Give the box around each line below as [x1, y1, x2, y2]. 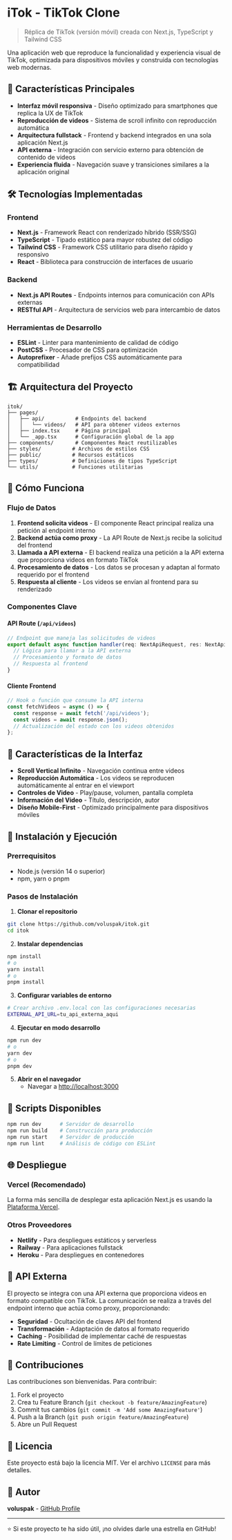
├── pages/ [7, 409, 39, 416]
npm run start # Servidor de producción [7, 1134, 135, 1140]
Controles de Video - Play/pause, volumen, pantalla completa [17, 789, 193, 797]
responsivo [17, 250, 50, 259]
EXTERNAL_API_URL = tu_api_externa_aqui [7, 1011, 119, 1018]
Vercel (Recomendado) [7, 1180, 86, 1190]
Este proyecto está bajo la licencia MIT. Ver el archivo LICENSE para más [7, 1458, 211, 1467]
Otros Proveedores [7, 1220, 72, 1230]
